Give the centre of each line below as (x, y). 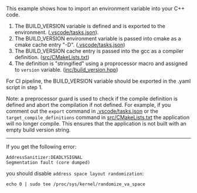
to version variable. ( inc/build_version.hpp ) (66, 70)
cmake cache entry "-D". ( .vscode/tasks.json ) (70, 45)
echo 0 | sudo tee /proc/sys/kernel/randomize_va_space (76, 184)
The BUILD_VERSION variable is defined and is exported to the (90, 26)
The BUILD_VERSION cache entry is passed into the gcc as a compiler (99, 51)
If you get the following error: (41, 147)
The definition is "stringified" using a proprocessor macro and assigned (101, 63)
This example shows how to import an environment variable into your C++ (96, 9)
